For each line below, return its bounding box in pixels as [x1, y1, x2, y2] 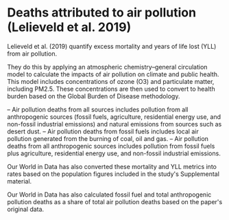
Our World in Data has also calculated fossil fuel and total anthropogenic [7, 190, 212, 199]
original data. [7, 205, 45, 213]
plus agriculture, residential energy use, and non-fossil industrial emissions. [7, 149, 221, 157]
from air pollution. [7, 49, 57, 58]
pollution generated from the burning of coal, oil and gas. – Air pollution [7, 134, 209, 142]
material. [7, 177, 32, 185]
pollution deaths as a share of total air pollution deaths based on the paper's [7, 197, 223, 206]
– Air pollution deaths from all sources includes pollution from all [7, 105, 189, 113]
